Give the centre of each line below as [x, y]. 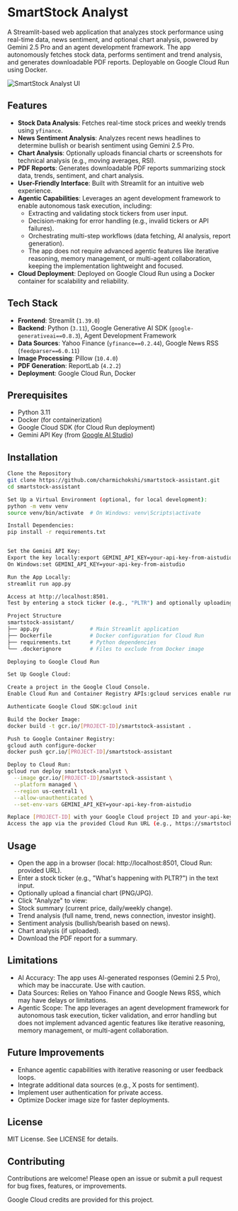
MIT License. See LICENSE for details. [63, 1139]
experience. [35, 190]
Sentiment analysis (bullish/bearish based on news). [94, 923]
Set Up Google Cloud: [39, 674]
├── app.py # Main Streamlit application [93, 629]
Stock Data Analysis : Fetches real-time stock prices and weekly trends [122, 123]
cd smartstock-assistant [44, 486]
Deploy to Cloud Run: [39, 765]
